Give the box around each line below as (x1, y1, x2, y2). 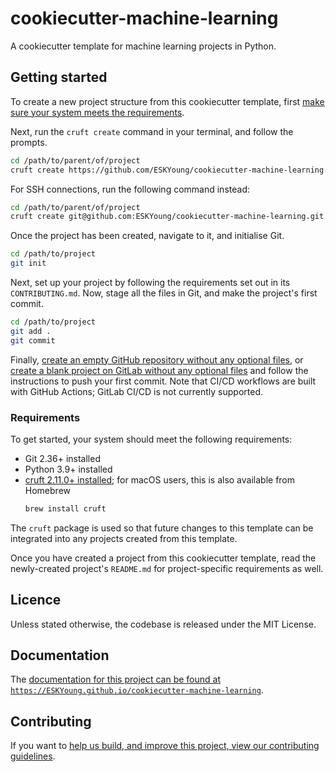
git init (10, 258, 47, 269)
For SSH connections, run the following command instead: (10, 183, 250, 195)
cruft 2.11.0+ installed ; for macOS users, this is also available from (24, 473, 296, 486)
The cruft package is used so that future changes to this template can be (10, 522, 314, 534)
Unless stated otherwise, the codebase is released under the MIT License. (10, 618, 317, 630)
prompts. (10, 136, 48, 148)
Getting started (10, 69, 108, 86)
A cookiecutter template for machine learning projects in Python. (10, 40, 277, 52)
